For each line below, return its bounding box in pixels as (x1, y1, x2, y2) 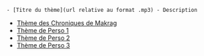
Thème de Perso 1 (16, 27, 69, 34)
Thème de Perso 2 (16, 34, 71, 42)
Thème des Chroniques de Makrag (16, 19, 117, 27)
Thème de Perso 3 (16, 41, 71, 49)
